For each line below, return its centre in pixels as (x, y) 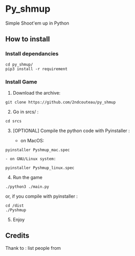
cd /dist (15, 205)
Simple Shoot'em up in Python (37, 23)
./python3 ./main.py (27, 187)
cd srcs (14, 121)
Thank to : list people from (33, 248)
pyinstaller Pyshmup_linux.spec (40, 168)
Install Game (21, 81)
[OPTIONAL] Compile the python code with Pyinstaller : (71, 131)
